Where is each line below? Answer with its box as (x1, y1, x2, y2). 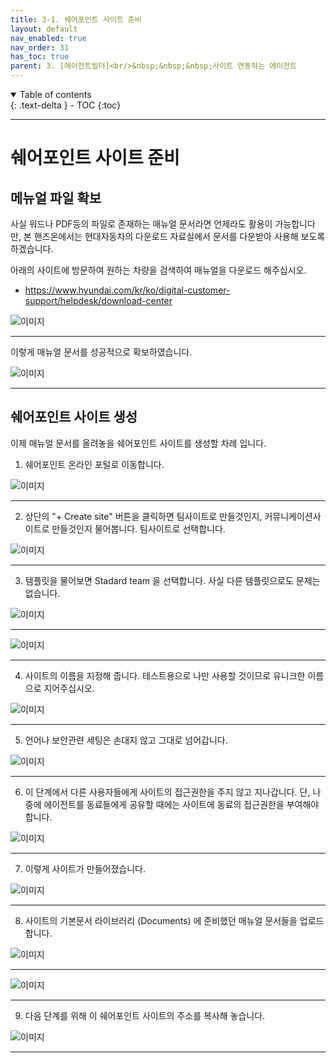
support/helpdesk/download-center (24, 295, 173, 306)
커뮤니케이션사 (264, 510, 322, 522)
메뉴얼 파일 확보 (10, 189, 102, 206)
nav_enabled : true (10, 33, 87, 43)
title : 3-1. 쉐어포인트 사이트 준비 (10, 14, 142, 25)
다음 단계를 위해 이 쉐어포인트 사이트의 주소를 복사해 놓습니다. (24, 1009, 266, 1021)
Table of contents (19, 89, 92, 100)
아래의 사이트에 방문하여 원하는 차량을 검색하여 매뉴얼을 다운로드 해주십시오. (10, 264, 307, 276)
